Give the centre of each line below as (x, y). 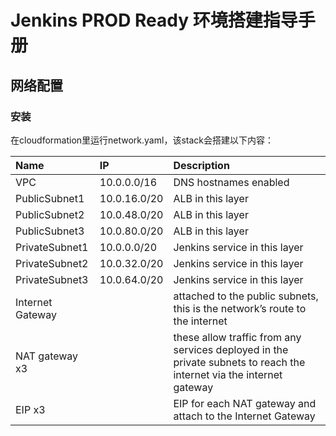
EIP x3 (30, 409)
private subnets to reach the (239, 362)
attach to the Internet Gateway (244, 416)
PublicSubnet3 (50, 231)
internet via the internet (228, 374)
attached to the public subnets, (246, 296)
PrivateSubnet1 (52, 247)
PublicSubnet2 (50, 214)
